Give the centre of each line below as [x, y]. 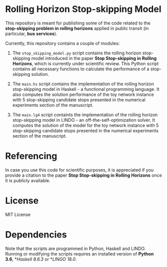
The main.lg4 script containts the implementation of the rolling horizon [85, 115]
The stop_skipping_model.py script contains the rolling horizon [77, 53]
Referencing [31, 156]
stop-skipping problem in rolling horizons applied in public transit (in [77, 28]
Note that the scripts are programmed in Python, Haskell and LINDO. [75, 249]
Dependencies [36, 235]
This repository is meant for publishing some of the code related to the [78, 23]
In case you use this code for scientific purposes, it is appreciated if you [79, 170]
